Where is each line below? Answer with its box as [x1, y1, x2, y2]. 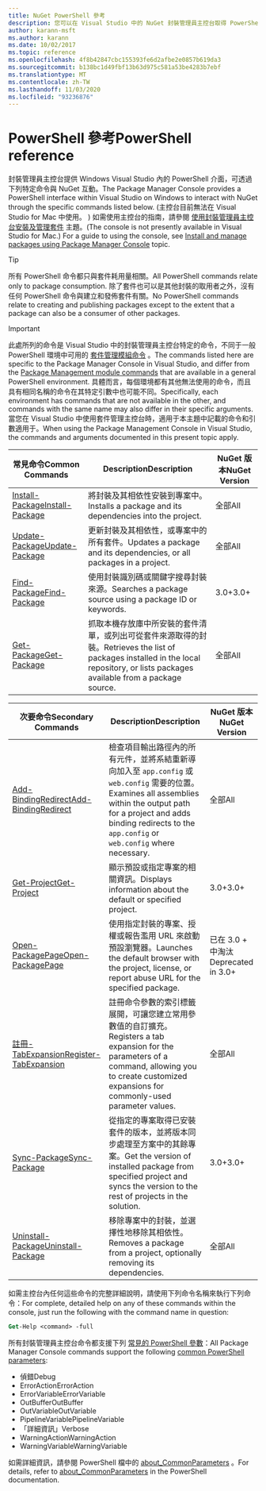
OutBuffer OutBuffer [19, 1398, 84, 1408]
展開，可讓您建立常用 [108, 1009, 188, 1020]
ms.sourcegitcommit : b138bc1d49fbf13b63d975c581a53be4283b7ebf [8, 64, 222, 71]
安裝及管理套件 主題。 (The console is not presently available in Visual [14, 222, 242, 232]
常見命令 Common [13, 459, 80, 470]
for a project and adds [108, 807, 192, 819]
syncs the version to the [108, 1181, 198, 1192]
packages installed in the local [88, 653, 200, 664]
